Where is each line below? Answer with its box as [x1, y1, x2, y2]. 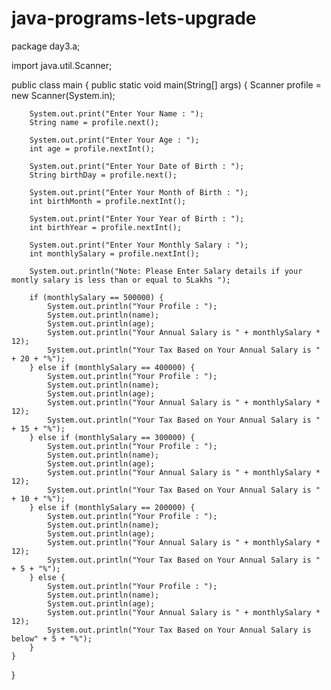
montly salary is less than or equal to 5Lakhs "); [11, 275, 231, 285]
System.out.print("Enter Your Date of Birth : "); [29, 161, 245, 171]
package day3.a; [11, 40, 81, 52]
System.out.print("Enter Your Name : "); [29, 108, 204, 119]
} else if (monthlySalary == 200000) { [29, 502, 196, 512]
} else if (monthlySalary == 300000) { [29, 432, 196, 442]
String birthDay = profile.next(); [29, 170, 178, 180]
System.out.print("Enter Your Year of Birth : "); [29, 213, 245, 224]
